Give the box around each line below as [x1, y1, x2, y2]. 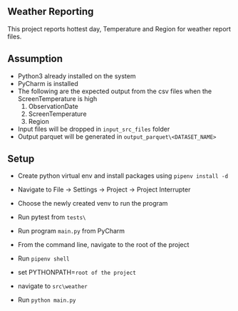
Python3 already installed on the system [17, 71, 136, 80]
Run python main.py [17, 295, 76, 305]
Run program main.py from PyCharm [17, 227, 125, 236]
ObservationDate [28, 102, 78, 110]
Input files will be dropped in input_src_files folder [17, 125, 170, 133]
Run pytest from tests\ [17, 213, 86, 221]
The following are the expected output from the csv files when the [17, 87, 212, 95]
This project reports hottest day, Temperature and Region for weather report [7, 24, 232, 33]
